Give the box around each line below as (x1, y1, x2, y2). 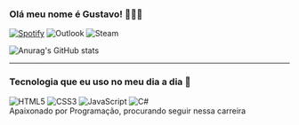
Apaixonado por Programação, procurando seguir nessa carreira (9, 105, 246, 116)
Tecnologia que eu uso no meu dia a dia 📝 (9, 75, 191, 88)
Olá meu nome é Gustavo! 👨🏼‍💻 (9, 8, 143, 20)
